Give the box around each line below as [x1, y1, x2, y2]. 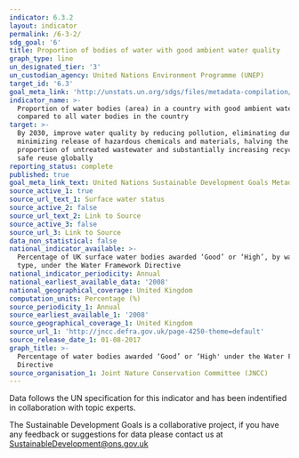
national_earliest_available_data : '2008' [9, 277, 169, 286]
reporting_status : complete [9, 162, 114, 171]
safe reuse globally [17, 153, 93, 163]
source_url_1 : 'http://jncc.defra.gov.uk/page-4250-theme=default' [9, 327, 265, 336]
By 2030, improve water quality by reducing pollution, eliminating [17, 129, 277, 138]
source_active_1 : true [9, 187, 93, 196]
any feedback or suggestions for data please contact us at [9, 429, 224, 440]
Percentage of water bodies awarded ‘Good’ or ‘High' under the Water [17, 352, 285, 361]
